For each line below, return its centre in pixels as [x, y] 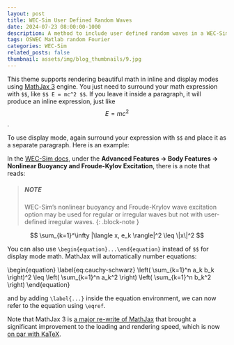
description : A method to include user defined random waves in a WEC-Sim [118, 33]
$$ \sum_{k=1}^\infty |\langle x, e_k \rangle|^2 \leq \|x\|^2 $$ [117, 235]
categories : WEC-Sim [37, 46]
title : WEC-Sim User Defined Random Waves [70, 20]
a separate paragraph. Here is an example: [69, 145]
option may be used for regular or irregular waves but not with [114, 214]
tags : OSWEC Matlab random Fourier [59, 40]
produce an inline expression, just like [61, 101]
